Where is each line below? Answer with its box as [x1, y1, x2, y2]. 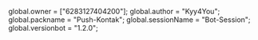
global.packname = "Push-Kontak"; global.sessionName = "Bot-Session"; [8, 15, 251, 24]
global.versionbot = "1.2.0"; [8, 24, 98, 32]
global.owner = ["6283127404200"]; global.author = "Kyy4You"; [8, 7, 220, 16]
